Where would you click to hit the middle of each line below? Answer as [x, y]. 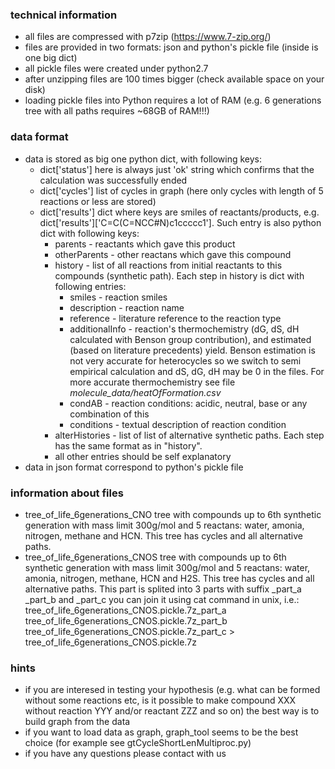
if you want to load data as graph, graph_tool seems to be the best [161, 732]
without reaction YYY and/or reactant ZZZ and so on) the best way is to [172, 711]
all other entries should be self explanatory [143, 456]
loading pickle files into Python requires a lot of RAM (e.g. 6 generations [173, 100]
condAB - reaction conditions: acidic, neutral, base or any [188, 403]
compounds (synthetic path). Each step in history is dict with [179, 275]
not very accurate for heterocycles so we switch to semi [185, 360]
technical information [64, 15]
